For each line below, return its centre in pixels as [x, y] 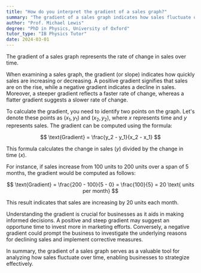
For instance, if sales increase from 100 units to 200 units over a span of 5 [98, 166]
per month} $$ [100, 191]
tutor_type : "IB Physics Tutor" [46, 34]
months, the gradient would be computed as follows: [71, 173]
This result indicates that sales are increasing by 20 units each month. [92, 202]
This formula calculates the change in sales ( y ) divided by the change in [95, 148]
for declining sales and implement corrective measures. [75, 239]
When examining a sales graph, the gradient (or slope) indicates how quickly [100, 74]
